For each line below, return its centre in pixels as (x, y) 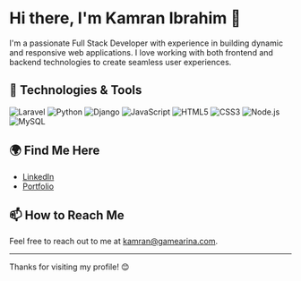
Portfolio (38, 186)
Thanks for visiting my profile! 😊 (69, 267)
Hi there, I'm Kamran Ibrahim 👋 (125, 18)
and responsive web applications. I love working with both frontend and (141, 52)
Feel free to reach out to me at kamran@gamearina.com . (114, 242)
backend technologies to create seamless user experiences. (120, 62)
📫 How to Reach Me (67, 215)
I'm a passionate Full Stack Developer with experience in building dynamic (146, 43)
